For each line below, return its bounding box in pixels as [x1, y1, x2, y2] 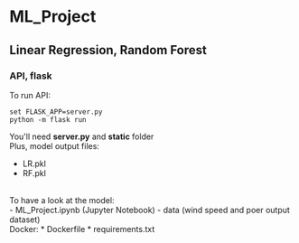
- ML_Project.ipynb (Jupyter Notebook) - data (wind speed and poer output [9, 204, 291, 215]
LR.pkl [22, 158, 47, 169]
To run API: [9, 89, 51, 100]
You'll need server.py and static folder [9, 131, 154, 142]
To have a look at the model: [9, 194, 115, 205]
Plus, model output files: [9, 140, 99, 151]
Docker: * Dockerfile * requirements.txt [9, 223, 155, 234]
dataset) [9, 214, 41, 225]
